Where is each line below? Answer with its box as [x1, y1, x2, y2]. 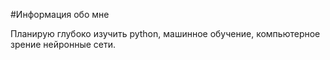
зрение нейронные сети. [10, 39, 117, 50]
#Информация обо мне [10, 9, 110, 20]
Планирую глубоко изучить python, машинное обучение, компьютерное [10, 28, 321, 39]
